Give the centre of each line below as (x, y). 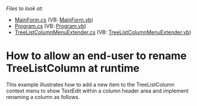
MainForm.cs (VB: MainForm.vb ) (54, 20)
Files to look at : (25, 8)
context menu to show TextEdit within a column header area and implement (98, 91)
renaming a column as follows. (43, 97)
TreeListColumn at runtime (73, 68)
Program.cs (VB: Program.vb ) (50, 26)
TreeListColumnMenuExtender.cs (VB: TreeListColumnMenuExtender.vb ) (103, 32)
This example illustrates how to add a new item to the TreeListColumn (90, 84)
